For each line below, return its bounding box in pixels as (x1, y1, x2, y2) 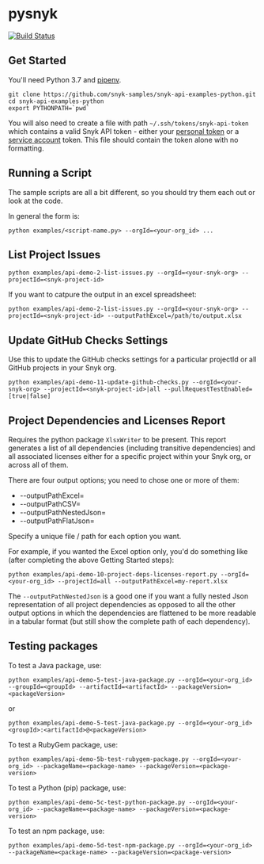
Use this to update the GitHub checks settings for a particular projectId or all (8, 354, 257, 365)
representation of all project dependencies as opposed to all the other (8, 600, 236, 609)
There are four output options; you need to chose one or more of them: (8, 476, 239, 484)
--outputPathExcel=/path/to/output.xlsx (107, 312, 243, 320)
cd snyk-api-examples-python (8, 97, 104, 105)
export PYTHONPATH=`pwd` (8, 104, 90, 112)
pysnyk (8, 5, 58, 23)
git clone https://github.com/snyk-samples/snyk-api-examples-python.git (8, 90, 257, 98)
